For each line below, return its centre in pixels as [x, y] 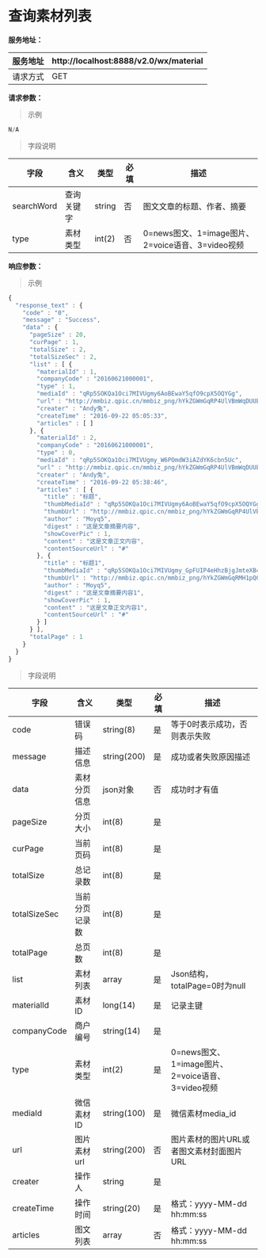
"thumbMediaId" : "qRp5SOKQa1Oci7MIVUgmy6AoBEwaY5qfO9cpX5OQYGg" [153, 504]
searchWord [35, 205]
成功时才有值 [195, 790]
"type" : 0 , [57, 453]
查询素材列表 [50, 16]
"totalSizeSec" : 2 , [63, 357]
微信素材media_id [203, 1113]
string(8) [119, 729]
